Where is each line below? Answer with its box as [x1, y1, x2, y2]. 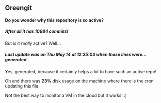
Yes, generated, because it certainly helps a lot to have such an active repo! [5, 68, 157, 74]
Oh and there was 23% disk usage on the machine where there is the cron [5, 78, 154, 84]
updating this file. [5, 83, 40, 89]
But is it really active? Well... [5, 40, 61, 46]
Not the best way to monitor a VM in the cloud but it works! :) [5, 92, 127, 98]
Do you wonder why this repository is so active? [5, 17, 104, 23]
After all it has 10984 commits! [5, 28, 69, 34]
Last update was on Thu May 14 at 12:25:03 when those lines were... [5, 51, 146, 57]
